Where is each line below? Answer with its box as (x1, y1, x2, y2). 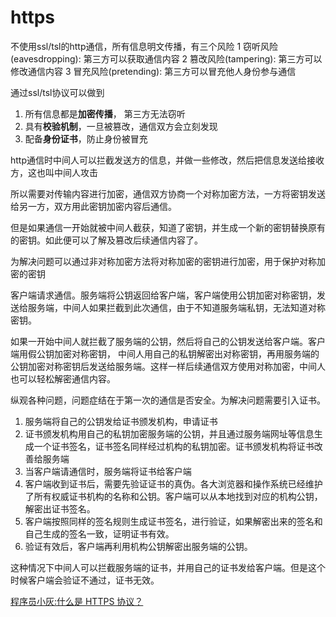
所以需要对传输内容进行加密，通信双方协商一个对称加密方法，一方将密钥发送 (10, 187, 326, 200)
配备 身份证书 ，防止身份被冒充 (24, 132, 148, 145)
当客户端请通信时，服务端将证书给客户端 (24, 465, 192, 477)
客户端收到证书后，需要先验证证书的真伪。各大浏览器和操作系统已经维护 (24, 477, 323, 490)
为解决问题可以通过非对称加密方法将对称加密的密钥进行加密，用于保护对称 (10, 255, 317, 267)
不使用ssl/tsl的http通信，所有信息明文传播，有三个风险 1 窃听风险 (10, 40, 279, 52)
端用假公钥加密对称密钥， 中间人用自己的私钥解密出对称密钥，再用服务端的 (10, 347, 320, 360)
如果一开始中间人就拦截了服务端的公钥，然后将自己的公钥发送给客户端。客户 (10, 335, 326, 347)
